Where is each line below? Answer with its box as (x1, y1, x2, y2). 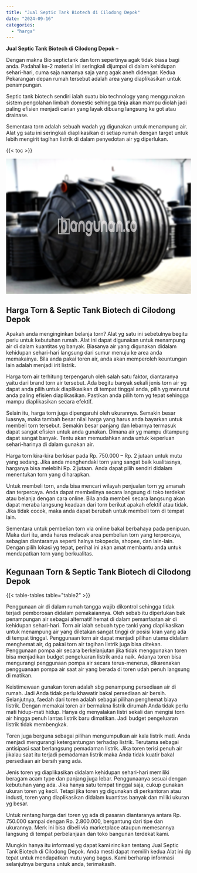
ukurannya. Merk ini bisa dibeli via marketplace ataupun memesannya (6, 824, 175, 831)
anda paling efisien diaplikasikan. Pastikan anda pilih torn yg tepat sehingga (6, 392, 189, 399)
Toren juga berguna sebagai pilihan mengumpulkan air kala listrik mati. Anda (6, 732, 191, 739)
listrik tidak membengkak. (6, 721, 69, 728)
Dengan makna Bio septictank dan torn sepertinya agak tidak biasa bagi (6, 57, 180, 64)
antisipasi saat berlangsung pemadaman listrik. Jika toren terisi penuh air (6, 745, 183, 752)
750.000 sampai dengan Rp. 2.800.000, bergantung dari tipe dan (6, 818, 163, 825)
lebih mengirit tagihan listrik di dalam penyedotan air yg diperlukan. (6, 135, 169, 143)
